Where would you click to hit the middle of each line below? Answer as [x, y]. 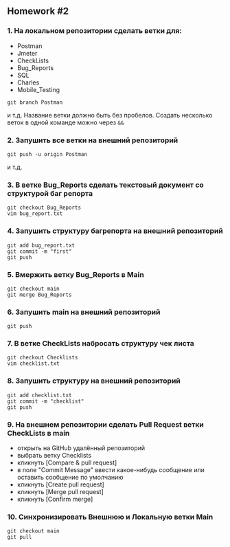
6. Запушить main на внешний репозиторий [84, 312]
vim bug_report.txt [35, 214]
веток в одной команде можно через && [66, 122]
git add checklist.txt [39, 395]
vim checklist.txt [33, 364]
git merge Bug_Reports [39, 295]
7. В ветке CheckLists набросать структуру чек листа [101, 344]
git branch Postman [35, 102]
